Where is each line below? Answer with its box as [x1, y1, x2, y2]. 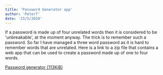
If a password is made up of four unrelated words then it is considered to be [5, 30, 157, 35]
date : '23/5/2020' [5, 16, 42, 21]
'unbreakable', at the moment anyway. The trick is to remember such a [5, 34, 146, 40]
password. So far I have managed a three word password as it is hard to [5, 40, 149, 45]
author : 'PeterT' [5, 12, 40, 16]
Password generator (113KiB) [5, 64, 63, 70]
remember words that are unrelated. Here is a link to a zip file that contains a [5, 45, 159, 51]
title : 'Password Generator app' [5, 7, 73, 12]
